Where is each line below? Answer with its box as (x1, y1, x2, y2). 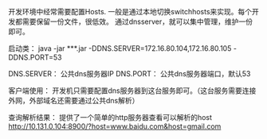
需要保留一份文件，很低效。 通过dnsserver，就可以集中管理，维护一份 (22, 17, 253, 26)
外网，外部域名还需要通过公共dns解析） (8, 96, 139, 105)
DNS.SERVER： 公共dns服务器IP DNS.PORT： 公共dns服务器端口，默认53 (8, 69, 251, 78)
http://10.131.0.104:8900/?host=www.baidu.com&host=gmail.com (8, 122, 222, 131)
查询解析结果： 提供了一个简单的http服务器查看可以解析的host (8, 113, 213, 122)
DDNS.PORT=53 (8, 52, 62, 62)
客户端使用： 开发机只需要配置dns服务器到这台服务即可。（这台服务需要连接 (8, 86, 257, 95)
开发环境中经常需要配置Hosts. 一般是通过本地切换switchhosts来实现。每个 (8, 7, 253, 16)
